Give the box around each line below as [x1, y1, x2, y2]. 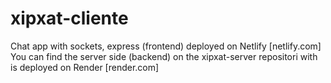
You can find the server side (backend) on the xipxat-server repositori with [10, 50, 318, 62]
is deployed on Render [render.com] [10, 61, 160, 73]
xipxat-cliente [10, 7, 129, 30]
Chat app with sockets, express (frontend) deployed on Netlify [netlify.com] [10, 40, 322, 52]
